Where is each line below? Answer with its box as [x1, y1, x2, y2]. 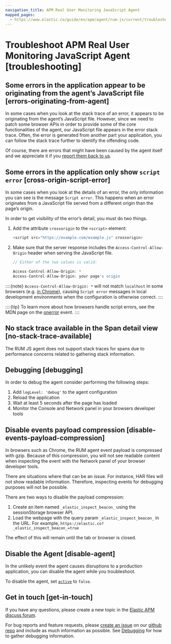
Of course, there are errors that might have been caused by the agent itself [5, 148, 163, 154]
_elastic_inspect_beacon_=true [12, 526, 79, 531]
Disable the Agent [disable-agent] [5, 550, 116, 558]
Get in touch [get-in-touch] [5, 593, 93, 602]
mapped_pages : [5, 12, 36, 17]
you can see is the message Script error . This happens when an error [5, 195, 154, 201]
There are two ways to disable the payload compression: [5, 494, 125, 500]
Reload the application [12, 394, 60, 401]
